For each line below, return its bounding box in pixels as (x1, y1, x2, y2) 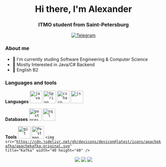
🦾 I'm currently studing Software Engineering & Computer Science (12, 56, 148, 62)
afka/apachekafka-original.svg (5, 144, 70, 149)
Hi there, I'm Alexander (35, 3, 132, 15)
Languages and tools (5, 79, 57, 86)
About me (5, 45, 30, 52)
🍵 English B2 (12, 67, 39, 73)
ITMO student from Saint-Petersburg (38, 21, 129, 28)
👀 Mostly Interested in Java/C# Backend (12, 61, 95, 68)
